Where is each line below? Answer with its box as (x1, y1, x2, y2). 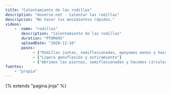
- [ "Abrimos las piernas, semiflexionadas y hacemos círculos (32, 59, 167, 65)
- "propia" (14, 69, 38, 74)
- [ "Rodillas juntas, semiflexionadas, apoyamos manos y (32, 50, 156, 55)
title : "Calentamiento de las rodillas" (5, 7, 93, 13)
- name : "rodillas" (14, 26, 58, 32)
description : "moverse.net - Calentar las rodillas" (5, 12, 120, 17)
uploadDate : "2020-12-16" (21, 41, 76, 46)
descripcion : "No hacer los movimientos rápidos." (5, 17, 115, 22)
